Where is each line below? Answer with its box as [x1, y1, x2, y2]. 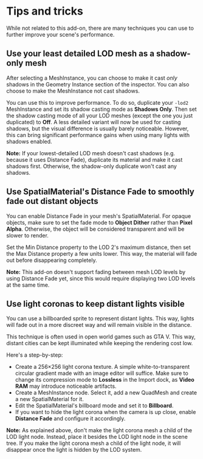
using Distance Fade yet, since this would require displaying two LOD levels [6, 275, 196, 282]
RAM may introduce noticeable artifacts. [15, 382, 117, 390]
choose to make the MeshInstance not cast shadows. [6, 87, 140, 94]
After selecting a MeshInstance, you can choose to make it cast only [6, 74, 177, 82]
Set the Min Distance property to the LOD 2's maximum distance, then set [6, 244, 191, 251]
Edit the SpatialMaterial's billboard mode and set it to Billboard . [15, 402, 174, 409]
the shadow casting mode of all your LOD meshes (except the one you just [6, 111, 193, 119]
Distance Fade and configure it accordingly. [15, 415, 126, 422]
